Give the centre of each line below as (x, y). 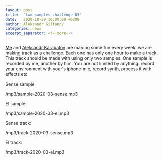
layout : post (19, 10)
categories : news (23, 29)
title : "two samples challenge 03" (44, 15)
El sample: (16, 103)
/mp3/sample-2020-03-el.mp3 (37, 113)
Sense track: (18, 123)
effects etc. (17, 74)
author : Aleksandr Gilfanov (35, 24)
